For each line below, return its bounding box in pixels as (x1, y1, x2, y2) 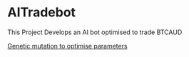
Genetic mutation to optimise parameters (7, 41, 128, 50)
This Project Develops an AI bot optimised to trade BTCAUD (7, 28, 183, 36)
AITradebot (7, 4, 76, 21)
